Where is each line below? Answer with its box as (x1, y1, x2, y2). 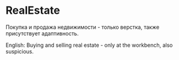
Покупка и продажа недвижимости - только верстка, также (5, 23, 160, 31)
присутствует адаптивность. (5, 29, 79, 37)
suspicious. (5, 47, 34, 55)
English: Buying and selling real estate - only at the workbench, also (5, 41, 173, 49)
